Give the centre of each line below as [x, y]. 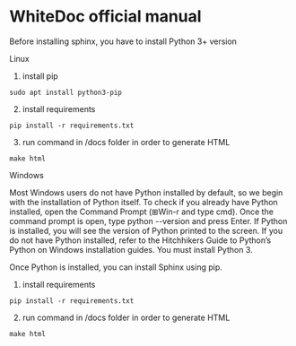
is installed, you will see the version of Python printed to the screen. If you [146, 230]
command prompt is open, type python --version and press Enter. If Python [148, 221]
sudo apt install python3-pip [66, 92]
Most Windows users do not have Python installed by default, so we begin [146, 192]
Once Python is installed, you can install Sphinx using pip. [116, 267]
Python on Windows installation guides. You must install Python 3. [131, 249]
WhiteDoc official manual [105, 17]
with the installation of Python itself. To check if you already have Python [144, 202]
